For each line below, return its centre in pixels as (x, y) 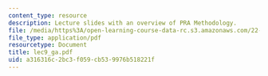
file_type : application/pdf (55, 38)
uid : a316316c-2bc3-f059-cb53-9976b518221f (82, 60)
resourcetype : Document (48, 45)
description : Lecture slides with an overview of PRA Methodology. (123, 23)
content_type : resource (48, 15)
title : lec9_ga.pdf (41, 52)
